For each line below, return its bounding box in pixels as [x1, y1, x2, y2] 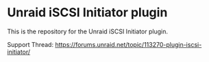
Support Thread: [7, 40, 53, 48]
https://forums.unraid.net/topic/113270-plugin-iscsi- [54, 40, 202, 48]
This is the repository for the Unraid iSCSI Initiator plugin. [7, 27, 168, 35]
